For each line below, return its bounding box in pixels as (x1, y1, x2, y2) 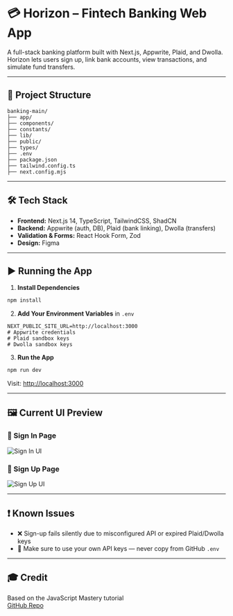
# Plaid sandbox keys (7, 335, 70, 342)
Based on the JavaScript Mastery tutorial (7, 594, 124, 602)
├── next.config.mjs (7, 168, 67, 176)
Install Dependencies (17, 284, 80, 292)
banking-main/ (7, 108, 49, 114)
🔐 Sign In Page (7, 431, 57, 440)
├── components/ (7, 119, 54, 127)
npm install (7, 297, 42, 304)
